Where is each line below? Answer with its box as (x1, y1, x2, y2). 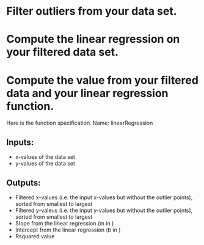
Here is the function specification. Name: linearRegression (6, 119, 153, 126)
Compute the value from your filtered (6, 73, 199, 87)
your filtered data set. (6, 45, 119, 59)
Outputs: (6, 177, 41, 188)
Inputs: (6, 137, 34, 147)
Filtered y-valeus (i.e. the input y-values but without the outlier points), (15, 207, 193, 214)
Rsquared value (15, 232, 55, 240)
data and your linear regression (6, 86, 169, 100)
